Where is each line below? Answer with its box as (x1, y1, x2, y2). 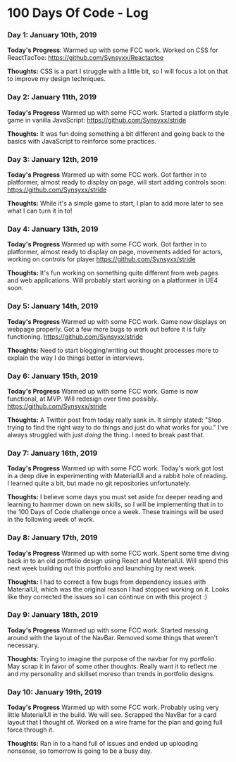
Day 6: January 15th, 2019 (7, 371, 99, 381)
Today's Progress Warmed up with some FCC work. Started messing (7, 625, 209, 635)
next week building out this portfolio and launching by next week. (7, 563, 197, 572)
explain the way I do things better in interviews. (7, 354, 144, 362)
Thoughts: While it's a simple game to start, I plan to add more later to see (7, 199, 224, 208)
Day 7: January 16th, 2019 (7, 448, 98, 458)
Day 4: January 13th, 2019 (7, 224, 99, 234)
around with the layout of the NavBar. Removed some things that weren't (7, 633, 218, 642)
